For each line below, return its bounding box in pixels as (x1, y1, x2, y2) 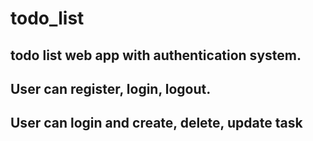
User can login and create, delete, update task (10, 115, 303, 132)
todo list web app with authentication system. (10, 47, 302, 64)
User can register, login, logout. (10, 80, 212, 97)
